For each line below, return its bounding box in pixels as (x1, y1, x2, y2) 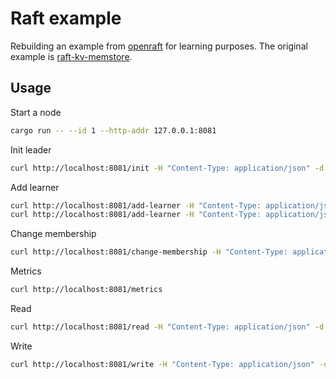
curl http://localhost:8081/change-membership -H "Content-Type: (10, 247, 288, 257)
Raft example (10, 7, 122, 30)
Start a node (10, 106, 62, 118)
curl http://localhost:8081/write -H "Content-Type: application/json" (10, 359, 315, 369)
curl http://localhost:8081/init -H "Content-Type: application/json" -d (10, 163, 325, 173)
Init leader (10, 143, 52, 156)
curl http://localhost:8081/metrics (10, 285, 163, 295)
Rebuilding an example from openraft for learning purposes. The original (10, 40, 308, 52)
